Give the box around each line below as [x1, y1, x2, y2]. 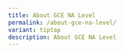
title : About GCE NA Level [8, 11, 96, 19]
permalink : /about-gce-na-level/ [8, 19, 117, 26]
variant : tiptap [8, 26, 61, 34]
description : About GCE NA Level [8, 33, 117, 41]
